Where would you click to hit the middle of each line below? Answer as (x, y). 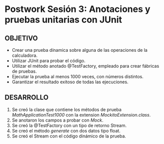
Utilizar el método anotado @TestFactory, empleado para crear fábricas (85, 66)
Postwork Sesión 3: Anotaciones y (78, 9)
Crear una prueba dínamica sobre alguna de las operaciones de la (80, 50)
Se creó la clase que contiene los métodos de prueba (67, 109)
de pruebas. (24, 71)
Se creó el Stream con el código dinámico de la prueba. (69, 136)
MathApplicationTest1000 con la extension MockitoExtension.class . (81, 115)
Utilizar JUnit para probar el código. (49, 61)
